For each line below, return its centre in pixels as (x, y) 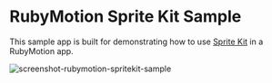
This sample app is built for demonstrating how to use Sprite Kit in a (136, 41)
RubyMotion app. (42, 51)
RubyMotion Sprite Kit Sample (126, 17)
